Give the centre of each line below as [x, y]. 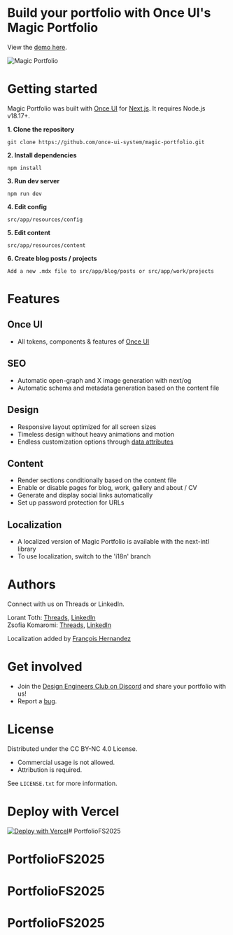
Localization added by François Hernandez [69, 639]
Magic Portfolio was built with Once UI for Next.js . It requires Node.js [106, 108]
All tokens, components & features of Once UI [83, 342]
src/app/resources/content [47, 245]
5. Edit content [29, 232]
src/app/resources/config [45, 219]
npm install [24, 168]
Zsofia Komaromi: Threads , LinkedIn [59, 625]
